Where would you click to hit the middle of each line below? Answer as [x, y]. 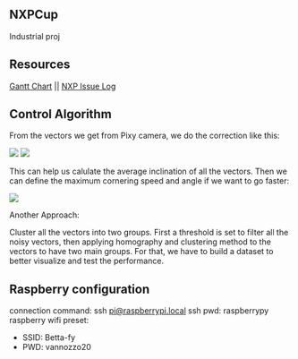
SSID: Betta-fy [49, 338]
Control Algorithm [60, 114]
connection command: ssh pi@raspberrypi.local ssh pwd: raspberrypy [139, 311]
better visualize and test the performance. [86, 261]
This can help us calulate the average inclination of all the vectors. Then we [149, 171]
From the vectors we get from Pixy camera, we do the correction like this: [145, 136]
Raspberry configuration [80, 289]
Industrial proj [35, 36]
